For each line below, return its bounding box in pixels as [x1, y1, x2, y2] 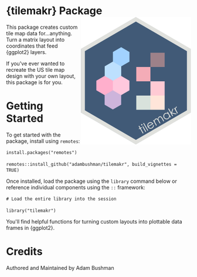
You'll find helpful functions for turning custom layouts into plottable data [6, 218, 183, 225]
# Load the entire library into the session [6, 196, 117, 202]
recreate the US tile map [6, 66, 65, 73]
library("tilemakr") [6, 208, 57, 213]
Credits [6, 245, 43, 258]
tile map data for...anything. [6, 29, 72, 36]
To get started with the [6, 131, 61, 138]
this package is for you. [6, 78, 63, 86]
